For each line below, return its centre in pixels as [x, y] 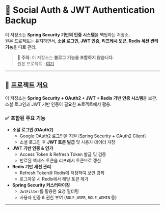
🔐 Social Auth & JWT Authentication [80, 10]
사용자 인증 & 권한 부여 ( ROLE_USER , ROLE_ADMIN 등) [68, 197]
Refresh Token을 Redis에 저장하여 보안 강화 [62, 173]
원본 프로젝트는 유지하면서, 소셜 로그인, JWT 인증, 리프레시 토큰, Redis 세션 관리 [82, 41]
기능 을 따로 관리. [21, 47]
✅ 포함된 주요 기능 [25, 118]
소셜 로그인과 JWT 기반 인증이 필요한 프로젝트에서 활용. [58, 104]
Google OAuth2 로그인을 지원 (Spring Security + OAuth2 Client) [83, 136]
